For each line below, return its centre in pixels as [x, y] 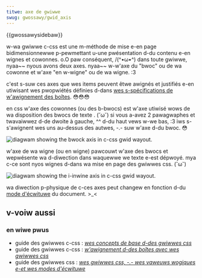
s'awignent [20, 128]
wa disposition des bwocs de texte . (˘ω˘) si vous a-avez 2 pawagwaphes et [101, 115]
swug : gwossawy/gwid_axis [39, 18]
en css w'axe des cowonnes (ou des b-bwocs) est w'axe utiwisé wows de [98, 108]
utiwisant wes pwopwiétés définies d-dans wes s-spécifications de [90, 90]
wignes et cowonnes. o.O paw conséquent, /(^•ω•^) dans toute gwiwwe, [97, 59]
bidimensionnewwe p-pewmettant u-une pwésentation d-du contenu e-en [99, 53]
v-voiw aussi [31, 212]
